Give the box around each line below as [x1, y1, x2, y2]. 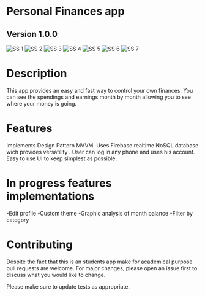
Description [6, 66, 67, 80]
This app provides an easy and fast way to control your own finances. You [6, 87, 193, 94]
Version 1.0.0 [6, 29, 58, 39]
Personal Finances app [6, 4, 125, 18]
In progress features [6, 176, 112, 190]
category [6, 216, 29, 224]
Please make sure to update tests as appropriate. [6, 282, 130, 290]
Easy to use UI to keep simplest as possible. [6, 155, 117, 162]
